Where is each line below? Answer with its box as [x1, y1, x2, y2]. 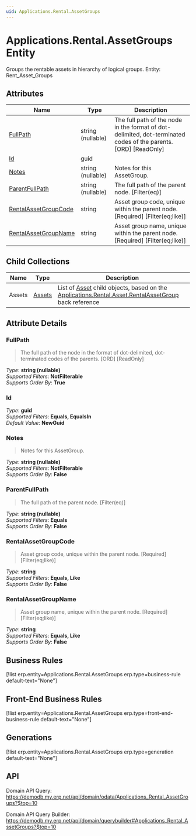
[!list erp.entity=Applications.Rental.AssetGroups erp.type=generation [6, 748, 174, 755]
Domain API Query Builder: [6, 811, 71, 818]
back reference [57, 298, 100, 307]
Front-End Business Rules [6, 694, 102, 704]
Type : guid [6, 407, 32, 414]
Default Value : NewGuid [6, 419, 65, 426]
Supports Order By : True [6, 379, 66, 386]
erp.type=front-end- [124, 709, 173, 717]
